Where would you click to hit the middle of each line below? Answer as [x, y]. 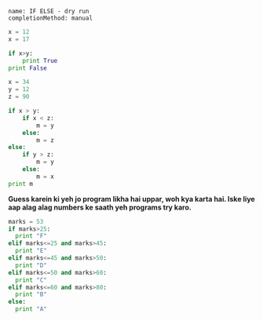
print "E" [31, 251]
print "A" [31, 309]
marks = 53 [26, 221]
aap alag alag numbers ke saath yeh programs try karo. [100, 207]
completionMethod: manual [50, 18]
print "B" [31, 294]
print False [27, 68]
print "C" [31, 280]
